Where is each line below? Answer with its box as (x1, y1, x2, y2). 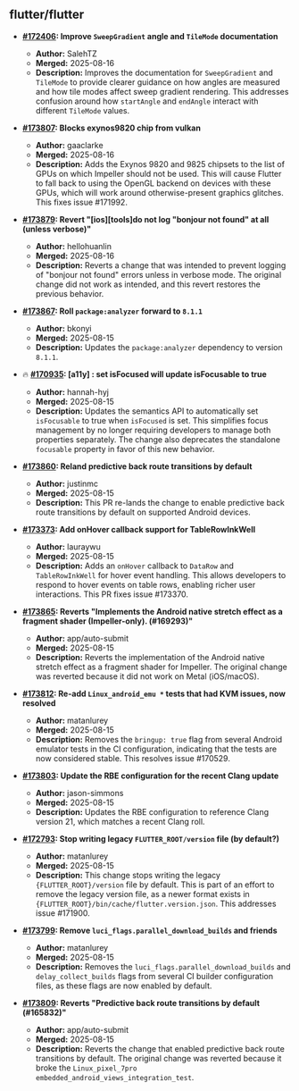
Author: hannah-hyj (35, 386, 110, 397)
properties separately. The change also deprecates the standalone (35, 433, 281, 445)
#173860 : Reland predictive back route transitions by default (21, 460, 253, 472)
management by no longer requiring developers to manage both (35, 424, 271, 435)
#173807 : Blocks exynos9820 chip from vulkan (21, 122, 201, 133)
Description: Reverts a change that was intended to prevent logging (35, 259, 287, 271)
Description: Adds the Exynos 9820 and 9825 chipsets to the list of (35, 158, 286, 169)
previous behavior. (35, 288, 104, 298)
